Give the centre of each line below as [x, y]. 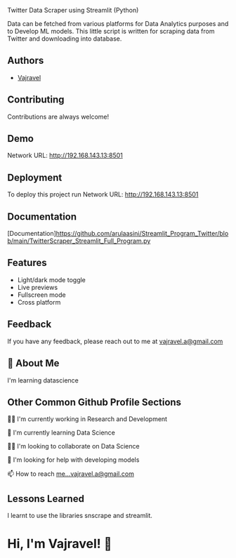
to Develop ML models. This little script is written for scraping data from [111, 31]
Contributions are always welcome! [58, 117]
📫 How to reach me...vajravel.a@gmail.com [71, 474]
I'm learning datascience [43, 380]
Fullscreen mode [42, 295]
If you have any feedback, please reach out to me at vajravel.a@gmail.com [115, 341]
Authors [26, 61]
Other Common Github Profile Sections [94, 402]
